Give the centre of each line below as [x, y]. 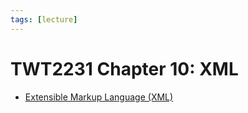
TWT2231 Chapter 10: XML [124, 68]
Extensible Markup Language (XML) [99, 97]
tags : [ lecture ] [44, 19]
